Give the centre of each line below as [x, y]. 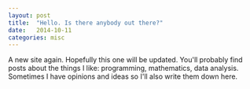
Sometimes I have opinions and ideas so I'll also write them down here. [123, 76]
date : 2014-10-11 [40, 30]
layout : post [29, 15]
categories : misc [37, 37]
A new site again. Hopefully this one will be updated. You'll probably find [125, 60]
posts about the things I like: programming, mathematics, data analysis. [123, 69]
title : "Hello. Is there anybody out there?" [86, 23]
